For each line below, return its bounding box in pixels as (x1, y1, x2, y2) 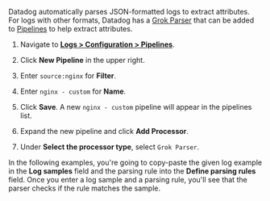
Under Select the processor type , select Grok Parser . (19, 142, 200, 152)
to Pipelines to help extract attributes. (8, 24, 133, 33)
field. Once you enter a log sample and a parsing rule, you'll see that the (8, 175, 247, 184)
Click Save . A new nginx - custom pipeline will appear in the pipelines (19, 103, 252, 111)
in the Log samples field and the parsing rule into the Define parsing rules (8, 166, 256, 176)
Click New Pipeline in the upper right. (19, 56, 145, 65)
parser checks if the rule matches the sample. (8, 183, 161, 193)
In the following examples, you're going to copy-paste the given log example (8, 157, 263, 167)
